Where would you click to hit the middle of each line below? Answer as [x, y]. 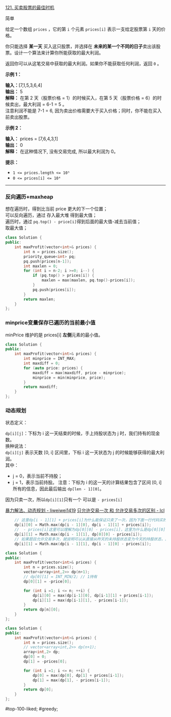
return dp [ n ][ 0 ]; [42, 610]
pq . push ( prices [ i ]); [54, 289]
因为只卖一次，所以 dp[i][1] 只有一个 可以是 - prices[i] [64, 500]
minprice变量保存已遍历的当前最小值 [50, 323]
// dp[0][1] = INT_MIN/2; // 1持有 [61, 577]
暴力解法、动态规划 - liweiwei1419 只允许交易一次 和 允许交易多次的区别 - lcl [85, 511]
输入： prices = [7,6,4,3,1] [32, 139]
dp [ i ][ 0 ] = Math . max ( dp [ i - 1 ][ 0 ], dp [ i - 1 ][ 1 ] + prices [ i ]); [83, 525]
